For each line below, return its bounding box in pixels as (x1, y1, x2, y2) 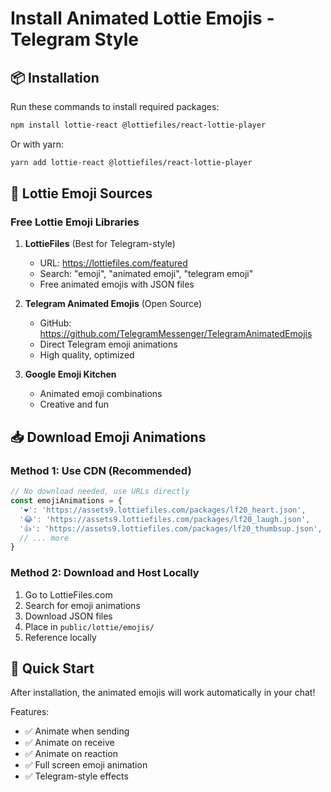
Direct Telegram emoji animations (39, 338, 178, 351)
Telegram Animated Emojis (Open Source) (24, 298, 203, 310)
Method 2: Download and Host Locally (10, 566, 200, 580)
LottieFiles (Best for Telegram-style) (24, 238, 176, 250)
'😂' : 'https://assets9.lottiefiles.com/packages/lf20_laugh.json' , (19, 514, 311, 524)
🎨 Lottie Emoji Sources (10, 185, 153, 202)
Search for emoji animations (24, 599, 141, 611)
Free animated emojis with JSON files (39, 278, 195, 291)
